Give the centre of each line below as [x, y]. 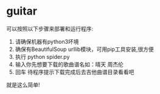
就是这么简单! [23, 85]
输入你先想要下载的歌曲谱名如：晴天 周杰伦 [69, 64]
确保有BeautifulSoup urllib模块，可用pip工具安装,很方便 [84, 49]
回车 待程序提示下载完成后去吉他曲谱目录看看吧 [75, 72]
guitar [22, 11]
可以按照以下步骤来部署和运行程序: [50, 29]
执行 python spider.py [42, 56]
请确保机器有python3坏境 [47, 41]
